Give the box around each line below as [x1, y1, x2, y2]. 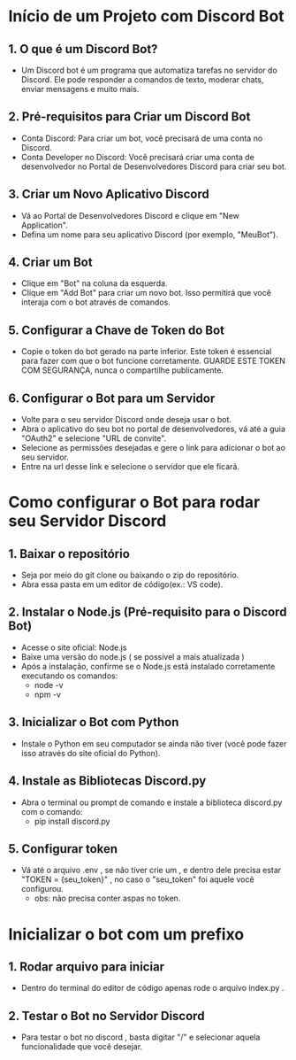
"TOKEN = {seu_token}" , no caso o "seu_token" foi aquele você [20, 874, 254, 885]
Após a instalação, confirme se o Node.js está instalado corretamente [20, 661, 276, 671]
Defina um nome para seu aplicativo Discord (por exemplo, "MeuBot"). [20, 228, 279, 240]
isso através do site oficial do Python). [20, 747, 161, 758]
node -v [34, 679, 64, 690]
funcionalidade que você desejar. [20, 1041, 143, 1052]
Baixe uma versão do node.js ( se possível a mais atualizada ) [20, 651, 245, 662]
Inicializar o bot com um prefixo [8, 924, 245, 944]
